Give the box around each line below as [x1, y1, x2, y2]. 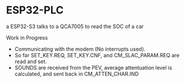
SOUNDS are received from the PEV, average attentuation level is [14, 64, 172, 71]
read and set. [14, 58, 47, 65]
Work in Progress [6, 34, 48, 41]
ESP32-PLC [6, 4, 64, 17]
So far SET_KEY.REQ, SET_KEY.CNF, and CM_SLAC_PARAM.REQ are [14, 51, 180, 58]
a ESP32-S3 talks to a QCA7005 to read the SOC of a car [6, 23, 144, 30]
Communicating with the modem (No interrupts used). [14, 45, 146, 53]
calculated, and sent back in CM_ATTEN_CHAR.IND [14, 70, 139, 77]
